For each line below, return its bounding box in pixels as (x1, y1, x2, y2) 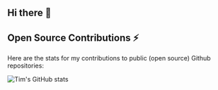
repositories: (7, 61, 45, 70)
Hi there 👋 (7, 7, 52, 19)
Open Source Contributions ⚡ (7, 32, 139, 44)
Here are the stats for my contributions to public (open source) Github (7, 54, 211, 63)
